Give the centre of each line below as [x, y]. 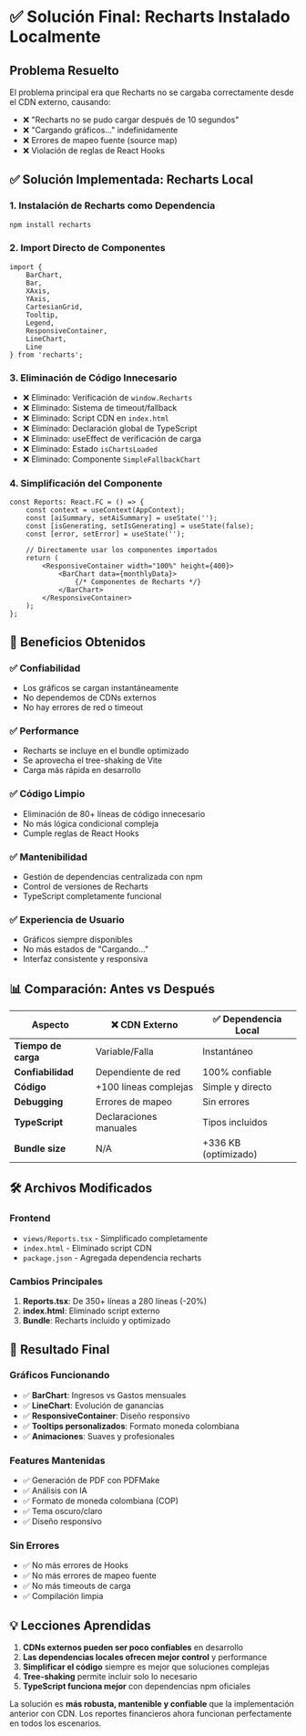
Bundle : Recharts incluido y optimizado [97, 1321]
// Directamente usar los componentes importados [122, 550]
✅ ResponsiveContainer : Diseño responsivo [106, 1416]
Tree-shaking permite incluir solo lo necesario [110, 1677]
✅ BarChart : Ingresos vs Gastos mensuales [104, 1395]
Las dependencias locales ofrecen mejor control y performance [144, 1658]
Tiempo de [38, 1046]
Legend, [40, 323]
